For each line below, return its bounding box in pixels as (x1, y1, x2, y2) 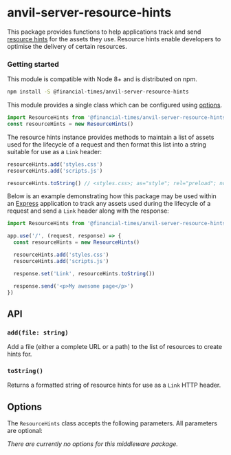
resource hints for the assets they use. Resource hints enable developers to (7, 34, 221, 43)
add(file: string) (7, 328, 69, 337)
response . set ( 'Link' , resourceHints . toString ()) (13, 270, 155, 277)
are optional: (7, 427, 43, 435)
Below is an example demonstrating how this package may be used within (7, 192, 217, 200)
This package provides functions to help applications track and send (7, 28, 201, 36)
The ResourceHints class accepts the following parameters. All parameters (7, 419, 218, 427)
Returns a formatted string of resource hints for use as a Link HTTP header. (7, 381, 221, 390)
